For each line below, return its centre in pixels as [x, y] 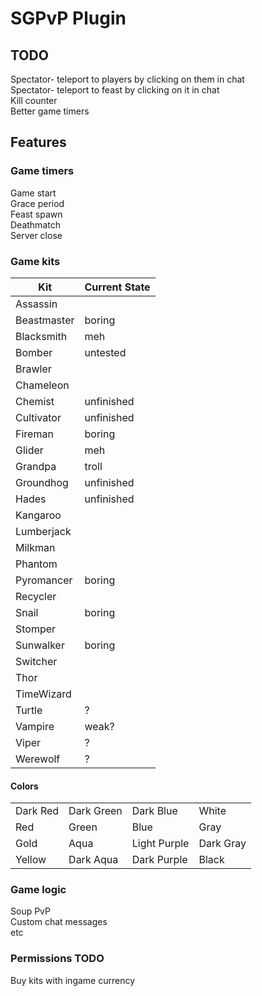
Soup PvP [30, 911]
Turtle [29, 710]
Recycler [36, 596]
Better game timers [50, 111]
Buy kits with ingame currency [73, 980]
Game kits [35, 261]
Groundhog [42, 482]
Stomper [36, 629]
